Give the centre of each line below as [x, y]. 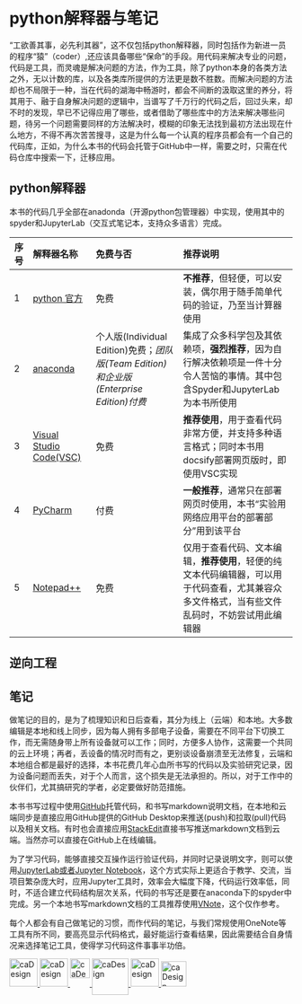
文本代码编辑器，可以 [228, 574]
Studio [46, 445]
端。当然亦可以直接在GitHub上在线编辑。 [85, 840]
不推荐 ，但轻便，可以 [228, 277]
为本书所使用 [210, 402]
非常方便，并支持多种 [228, 433]
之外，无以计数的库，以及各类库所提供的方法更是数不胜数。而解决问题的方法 [151, 78]
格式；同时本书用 [228, 446]
